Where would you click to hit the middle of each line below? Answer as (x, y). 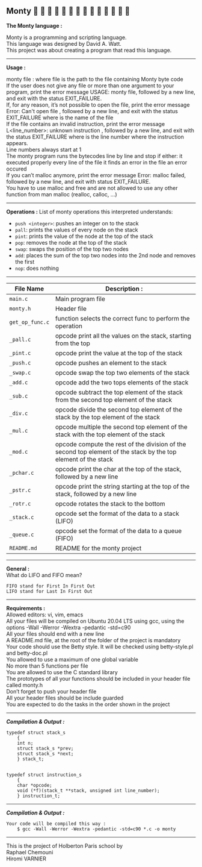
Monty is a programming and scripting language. (67, 37)
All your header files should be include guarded (65, 698)
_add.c (19, 382)
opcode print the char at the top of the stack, (118, 469)
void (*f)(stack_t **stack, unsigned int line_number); (89, 790)
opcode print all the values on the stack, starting (123, 336)
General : (18, 568)
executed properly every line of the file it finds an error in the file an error (97, 162)
